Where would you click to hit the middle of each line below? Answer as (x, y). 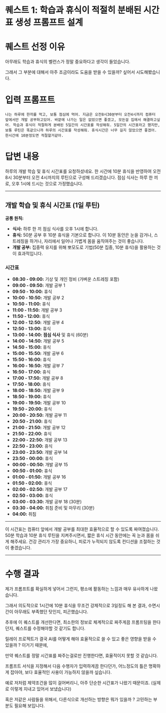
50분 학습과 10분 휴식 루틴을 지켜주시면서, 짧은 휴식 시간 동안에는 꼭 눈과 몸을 (80, 535)
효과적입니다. (30, 253)
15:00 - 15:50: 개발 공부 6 (38, 354)
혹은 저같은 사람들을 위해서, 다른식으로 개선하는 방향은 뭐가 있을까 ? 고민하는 (79, 700)
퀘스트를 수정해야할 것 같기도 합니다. (50, 628)
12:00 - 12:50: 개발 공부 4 (38, 322)
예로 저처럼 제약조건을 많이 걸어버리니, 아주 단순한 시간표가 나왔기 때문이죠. (78, 683)
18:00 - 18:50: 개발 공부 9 (38, 391)
